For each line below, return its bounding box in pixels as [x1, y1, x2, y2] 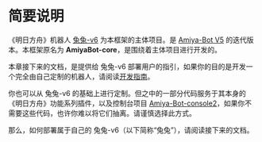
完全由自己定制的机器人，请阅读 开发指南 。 [14, 71, 155, 81]
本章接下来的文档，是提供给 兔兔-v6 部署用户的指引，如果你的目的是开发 [8, 61, 246, 71]
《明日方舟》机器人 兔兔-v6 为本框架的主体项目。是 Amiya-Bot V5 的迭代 [8, 35, 248, 44]
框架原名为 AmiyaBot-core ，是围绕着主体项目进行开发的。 [29, 44, 222, 54]
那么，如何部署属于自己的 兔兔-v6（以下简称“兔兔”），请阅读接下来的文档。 [8, 125, 254, 135]
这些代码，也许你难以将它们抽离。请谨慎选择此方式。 [21, 108, 196, 117]
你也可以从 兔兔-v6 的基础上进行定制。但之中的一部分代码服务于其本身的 [8, 88, 246, 98]
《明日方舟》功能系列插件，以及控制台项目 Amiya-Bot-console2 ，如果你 [8, 98, 245, 108]
